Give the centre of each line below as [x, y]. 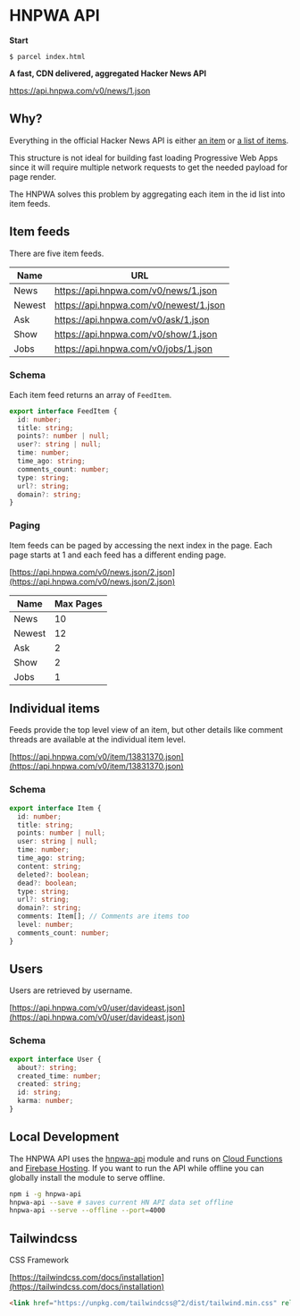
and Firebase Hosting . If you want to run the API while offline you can [137, 1167]
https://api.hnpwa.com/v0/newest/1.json [140, 305]
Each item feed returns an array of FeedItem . [91, 395]
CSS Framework [39, 1260]
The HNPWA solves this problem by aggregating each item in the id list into [147, 194]
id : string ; [40, 1092]
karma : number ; [46, 1101]
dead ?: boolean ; [47, 883]
